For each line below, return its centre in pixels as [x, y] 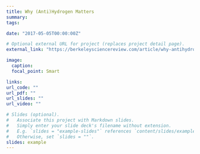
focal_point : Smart [36, 71]
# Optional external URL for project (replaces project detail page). [96, 44]
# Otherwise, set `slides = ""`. [50, 137]
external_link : [25, 50]
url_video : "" [24, 104]
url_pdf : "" [21, 93]
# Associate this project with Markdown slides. [70, 120]
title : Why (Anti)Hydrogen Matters [50, 12]
